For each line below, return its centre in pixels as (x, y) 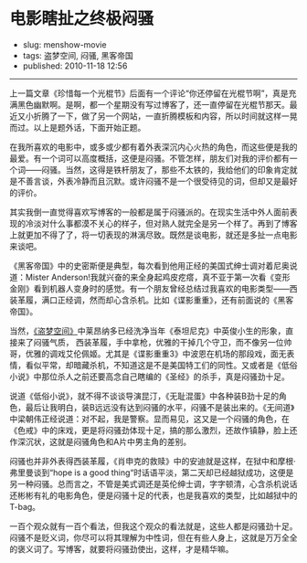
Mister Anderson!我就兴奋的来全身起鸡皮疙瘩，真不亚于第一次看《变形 (158, 277)
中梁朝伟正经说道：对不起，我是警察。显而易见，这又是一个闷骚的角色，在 (149, 419)
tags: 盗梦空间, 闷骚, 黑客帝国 (78, 55)
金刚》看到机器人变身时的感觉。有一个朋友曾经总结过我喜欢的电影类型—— (149, 288)
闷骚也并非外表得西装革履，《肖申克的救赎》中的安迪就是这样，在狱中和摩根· (153, 461)
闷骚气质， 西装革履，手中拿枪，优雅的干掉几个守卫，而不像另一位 (159, 342)
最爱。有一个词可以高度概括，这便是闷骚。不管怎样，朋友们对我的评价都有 (149, 158)
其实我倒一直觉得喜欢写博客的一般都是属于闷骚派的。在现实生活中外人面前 (149, 212)
